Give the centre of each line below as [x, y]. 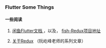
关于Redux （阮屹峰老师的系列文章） [49, 41]
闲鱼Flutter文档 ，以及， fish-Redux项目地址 [56, 31]
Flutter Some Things [30, 7]
